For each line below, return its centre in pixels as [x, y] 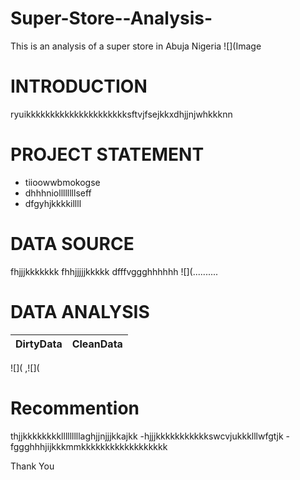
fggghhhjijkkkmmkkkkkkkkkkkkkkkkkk [89, 446]
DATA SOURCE [72, 244]
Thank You [32, 466]
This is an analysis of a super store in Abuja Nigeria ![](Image [136, 46]
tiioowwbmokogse [62, 182]
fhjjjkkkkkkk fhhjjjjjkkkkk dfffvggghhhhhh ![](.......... [114, 271]
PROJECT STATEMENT [107, 154]
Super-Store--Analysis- [111, 18]
